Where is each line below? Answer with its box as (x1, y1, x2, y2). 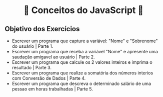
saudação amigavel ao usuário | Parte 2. (11, 54, 95, 60)
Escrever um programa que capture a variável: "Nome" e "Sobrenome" (11, 38, 158, 44)
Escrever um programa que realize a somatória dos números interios (11, 70, 153, 76)
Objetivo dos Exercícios (4, 25, 80, 33)
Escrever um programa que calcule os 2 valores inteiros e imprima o (11, 59, 153, 65)
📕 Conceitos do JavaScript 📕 (23, 5, 143, 16)
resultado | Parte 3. (11, 65, 52, 70)
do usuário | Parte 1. (11, 43, 53, 49)
